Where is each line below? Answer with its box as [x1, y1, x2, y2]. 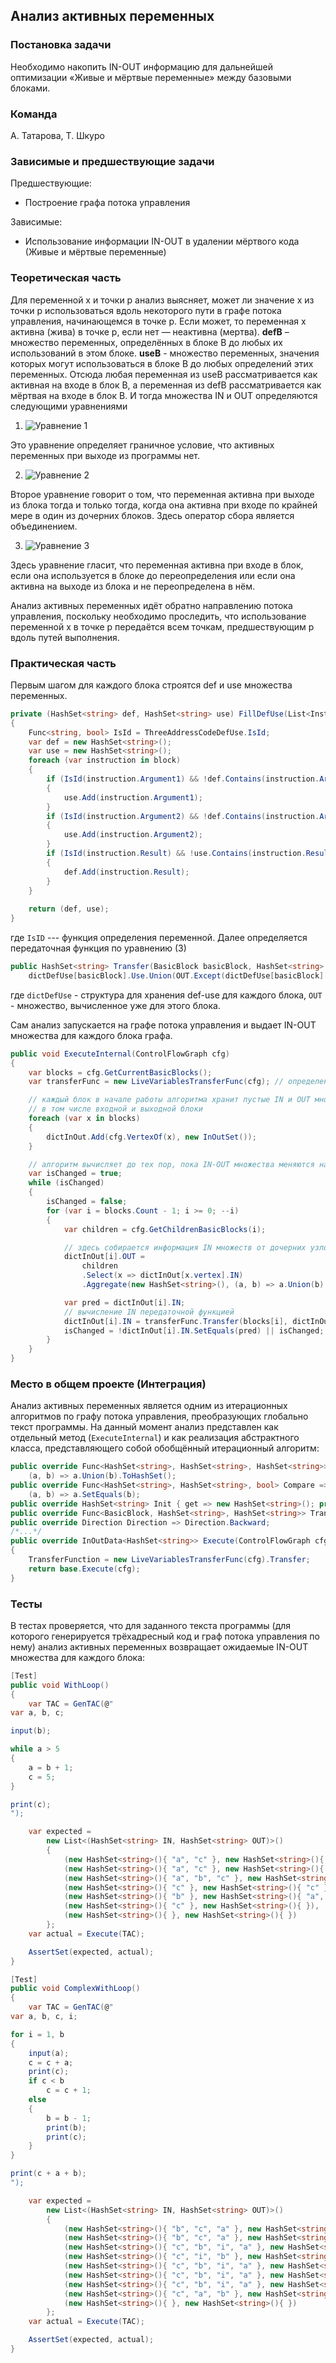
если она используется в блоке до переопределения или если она [10, 569, 296, 581]
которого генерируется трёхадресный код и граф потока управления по [10, 1630, 320, 1642]
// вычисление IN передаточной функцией [63, 1307, 235, 1317]
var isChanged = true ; [28, 1169, 123, 1179]
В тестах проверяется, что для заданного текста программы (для [10, 1619, 292, 1631]
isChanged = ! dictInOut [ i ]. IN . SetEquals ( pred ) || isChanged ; [63, 1325, 325, 1336]
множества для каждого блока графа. [10, 1029, 173, 1041]
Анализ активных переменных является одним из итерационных [10, 1400, 288, 1412]
